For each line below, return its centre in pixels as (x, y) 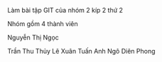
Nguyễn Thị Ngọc (33, 37)
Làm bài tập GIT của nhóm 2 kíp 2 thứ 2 (65, 10)
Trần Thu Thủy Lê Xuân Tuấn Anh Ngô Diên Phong (81, 51)
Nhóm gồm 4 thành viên (43, 24)
